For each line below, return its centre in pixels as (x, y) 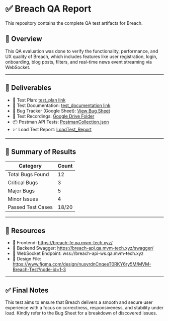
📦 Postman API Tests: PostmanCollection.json (61, 122)
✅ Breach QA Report (48, 9)
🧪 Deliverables (28, 88)
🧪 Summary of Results (41, 152)
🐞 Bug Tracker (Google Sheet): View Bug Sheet (61, 111)
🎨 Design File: (27, 259)
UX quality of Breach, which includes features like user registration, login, (81, 57)
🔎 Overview (24, 39)
